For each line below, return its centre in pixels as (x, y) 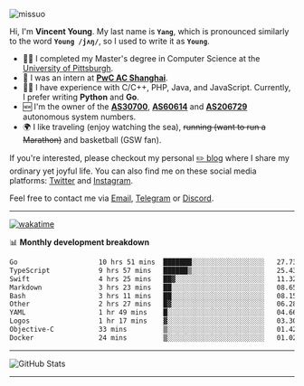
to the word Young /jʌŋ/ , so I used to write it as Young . (109, 41)
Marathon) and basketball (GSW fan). (92, 140)
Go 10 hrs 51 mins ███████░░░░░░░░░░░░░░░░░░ (137, 262)
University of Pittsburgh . (68, 68)
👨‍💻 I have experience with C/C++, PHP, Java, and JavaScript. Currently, (157, 87)
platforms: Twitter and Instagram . (71, 180)
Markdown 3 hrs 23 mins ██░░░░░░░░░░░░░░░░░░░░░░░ (137, 287)
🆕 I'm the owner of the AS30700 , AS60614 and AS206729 (135, 107)
